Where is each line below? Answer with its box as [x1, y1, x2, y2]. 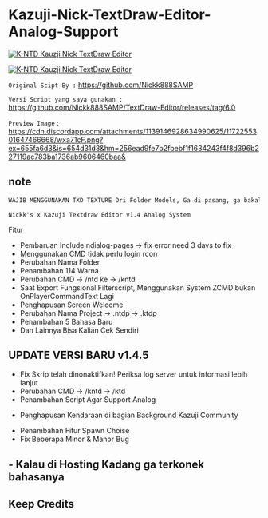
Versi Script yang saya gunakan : [8, 95, 124, 103]
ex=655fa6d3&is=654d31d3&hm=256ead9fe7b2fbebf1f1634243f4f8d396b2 [8, 143, 259, 153]
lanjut [19, 378, 38, 388]
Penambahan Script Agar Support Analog [19, 395, 156, 404]
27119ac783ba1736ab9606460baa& [8, 152, 126, 161]
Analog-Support [8, 22, 119, 41]
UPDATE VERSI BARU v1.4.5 [8, 349, 149, 362]
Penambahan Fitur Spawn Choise [19, 426, 130, 436]
